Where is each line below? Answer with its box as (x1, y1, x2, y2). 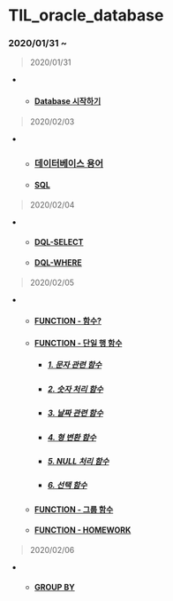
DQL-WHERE (34, 257, 82, 267)
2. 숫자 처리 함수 (47, 384, 103, 394)
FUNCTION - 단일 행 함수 (34, 337, 123, 348)
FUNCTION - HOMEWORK (34, 525, 132, 535)
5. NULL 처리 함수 (47, 455, 109, 466)
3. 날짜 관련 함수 (47, 407, 103, 418)
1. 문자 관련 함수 (47, 360, 102, 370)
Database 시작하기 (34, 96, 102, 107)
